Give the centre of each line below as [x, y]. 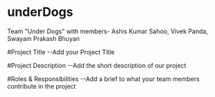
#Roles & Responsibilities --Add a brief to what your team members [103, 79]
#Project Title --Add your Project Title [61, 52]
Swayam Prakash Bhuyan [43, 38]
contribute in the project [42, 86]
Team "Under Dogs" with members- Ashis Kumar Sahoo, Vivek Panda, [108, 31]
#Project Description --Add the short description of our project [97, 65]
